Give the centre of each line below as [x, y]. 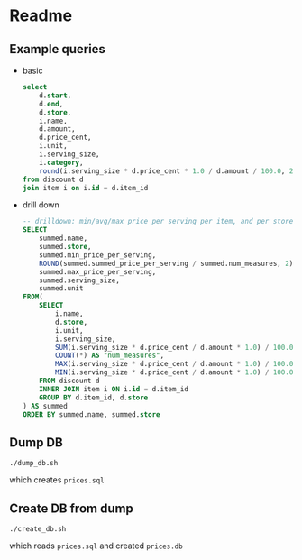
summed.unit [61, 289]
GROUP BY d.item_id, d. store [94, 398]
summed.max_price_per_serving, [98, 271]
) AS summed [45, 406]
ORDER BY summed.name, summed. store [91, 414]
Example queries [58, 49]
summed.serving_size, [79, 280]
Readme [41, 16]
